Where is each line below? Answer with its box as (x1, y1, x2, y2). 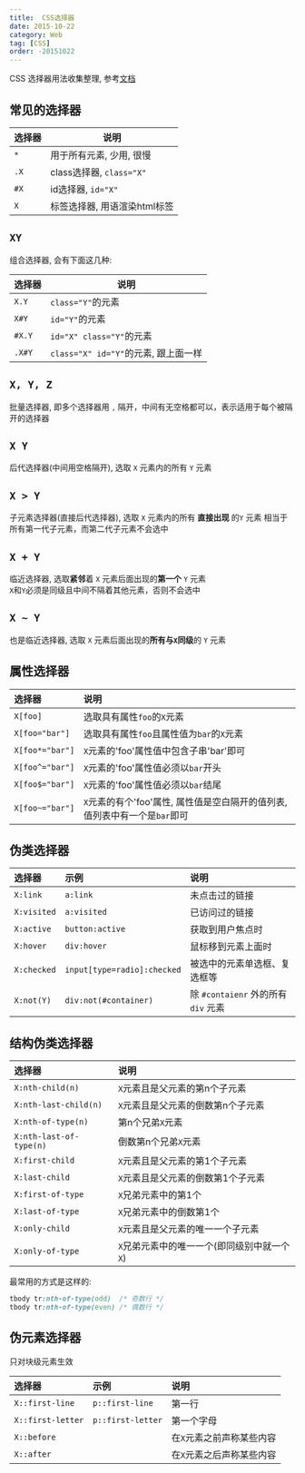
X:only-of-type (14, 1246, 80, 1257)
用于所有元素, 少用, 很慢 (50, 149, 152, 162)
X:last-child (14, 1173, 71, 1183)
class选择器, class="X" (50, 165, 147, 178)
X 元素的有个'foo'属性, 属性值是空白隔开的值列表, (83, 795, 288, 808)
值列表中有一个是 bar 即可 (83, 809, 189, 821)
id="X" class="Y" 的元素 (50, 329, 152, 342)
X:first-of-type (14, 1190, 84, 1200)
